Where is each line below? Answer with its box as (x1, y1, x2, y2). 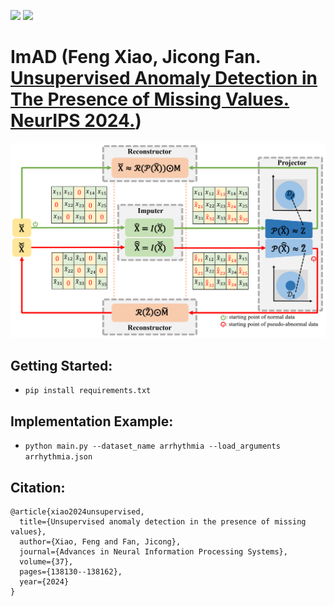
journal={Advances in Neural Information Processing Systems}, (19, 546, 288, 557)
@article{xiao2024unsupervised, (10, 506, 145, 517)
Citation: (10, 479, 66, 496)
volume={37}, (19, 556, 74, 567)
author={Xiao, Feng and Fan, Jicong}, (19, 536, 182, 547)
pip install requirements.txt (24, 386, 152, 396)
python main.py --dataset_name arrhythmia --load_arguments (24, 441, 281, 452)
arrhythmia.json (24, 452, 93, 462)
